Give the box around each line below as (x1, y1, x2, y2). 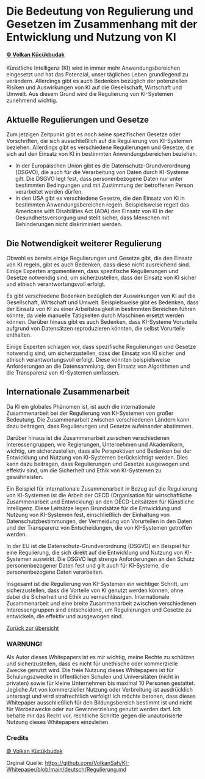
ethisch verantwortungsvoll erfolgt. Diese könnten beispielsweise (6, 356, 171, 364)
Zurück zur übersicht (6, 624, 59, 632)
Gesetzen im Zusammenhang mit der (6, 17, 198, 31)
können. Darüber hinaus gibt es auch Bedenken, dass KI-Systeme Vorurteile (6, 318, 198, 326)
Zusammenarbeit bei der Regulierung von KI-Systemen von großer (6, 409, 174, 417)
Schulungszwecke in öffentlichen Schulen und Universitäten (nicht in (6, 673, 179, 681)
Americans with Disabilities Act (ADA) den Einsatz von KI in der (15, 208, 174, 215)
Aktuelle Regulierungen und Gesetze (6, 114, 149, 125)
